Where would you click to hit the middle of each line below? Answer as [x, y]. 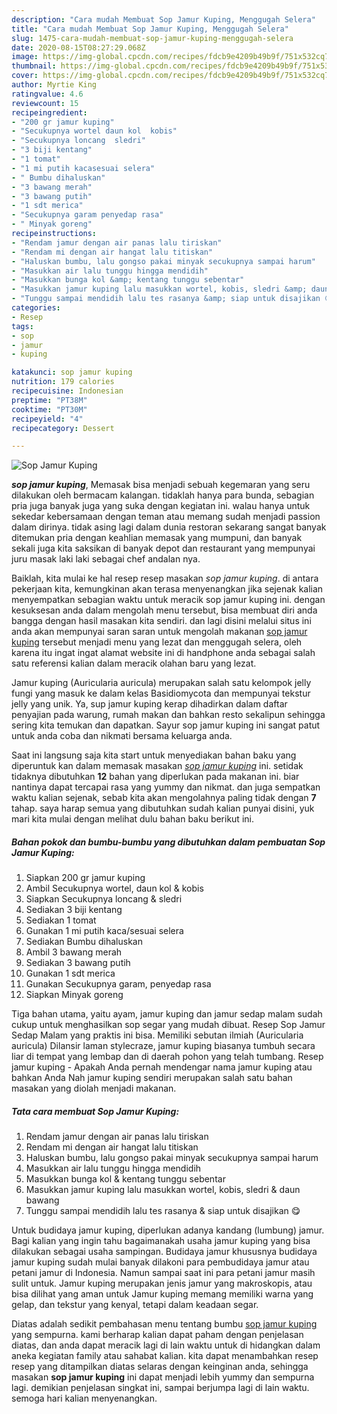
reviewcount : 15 [45, 103]
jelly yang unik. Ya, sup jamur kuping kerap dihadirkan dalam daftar [149, 704]
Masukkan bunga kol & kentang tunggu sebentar [125, 1179]
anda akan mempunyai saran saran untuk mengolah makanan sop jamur [159, 632]
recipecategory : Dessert [63, 428]
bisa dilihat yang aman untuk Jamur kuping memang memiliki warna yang [162, 1294]
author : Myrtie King [54, 85]
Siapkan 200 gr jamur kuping [85, 878]
